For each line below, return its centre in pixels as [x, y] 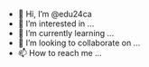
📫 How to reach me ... [60, 53]
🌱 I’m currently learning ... [66, 33]
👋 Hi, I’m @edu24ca [55, 14]
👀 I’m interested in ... [56, 24]
